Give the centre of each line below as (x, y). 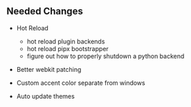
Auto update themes (46, 96)
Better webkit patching (49, 69)
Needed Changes (45, 11)
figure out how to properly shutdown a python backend (106, 56)
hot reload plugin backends (66, 41)
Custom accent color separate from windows (81, 83)
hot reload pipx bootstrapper (67, 48)
